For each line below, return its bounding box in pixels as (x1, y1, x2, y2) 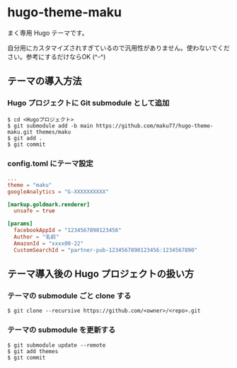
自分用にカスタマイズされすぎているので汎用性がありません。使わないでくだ (7, 43, 230, 52)
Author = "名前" (13, 234, 59, 241)
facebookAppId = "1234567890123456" (13, 227, 122, 234)
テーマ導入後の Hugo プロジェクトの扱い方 (7, 268, 195, 280)
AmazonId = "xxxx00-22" (13, 240, 83, 247)
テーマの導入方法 (7, 75, 82, 87)
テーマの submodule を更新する (7, 325, 116, 335)
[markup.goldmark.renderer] (7, 201, 91, 208)
